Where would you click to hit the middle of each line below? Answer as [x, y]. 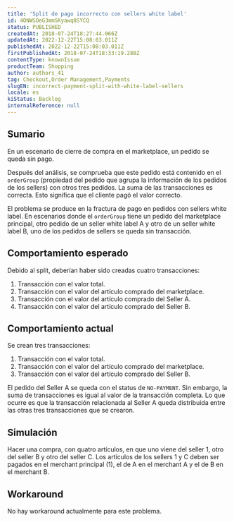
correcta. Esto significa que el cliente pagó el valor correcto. [95, 195]
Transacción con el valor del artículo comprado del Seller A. [104, 299]
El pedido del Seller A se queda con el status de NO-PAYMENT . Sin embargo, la [117, 388]
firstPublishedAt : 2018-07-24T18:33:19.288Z [73, 54]
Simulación [32, 432]
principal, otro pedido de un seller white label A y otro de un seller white [111, 224]
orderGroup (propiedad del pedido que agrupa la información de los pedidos [117, 180]
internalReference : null [44, 106]
